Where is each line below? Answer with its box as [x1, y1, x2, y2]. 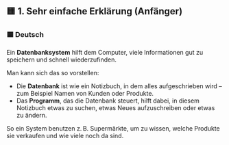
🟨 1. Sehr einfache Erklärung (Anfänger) [6, 5, 183, 17]
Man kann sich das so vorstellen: [6, 68, 99, 77]
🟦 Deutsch [6, 30, 44, 40]
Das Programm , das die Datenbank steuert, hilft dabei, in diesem [16, 96, 200, 105]
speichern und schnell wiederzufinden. [6, 55, 117, 64]
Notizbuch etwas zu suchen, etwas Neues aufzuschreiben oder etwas [16, 103, 215, 111]
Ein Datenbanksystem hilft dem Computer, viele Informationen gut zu [6, 48, 204, 56]
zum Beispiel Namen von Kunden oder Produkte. [16, 89, 154, 97]
